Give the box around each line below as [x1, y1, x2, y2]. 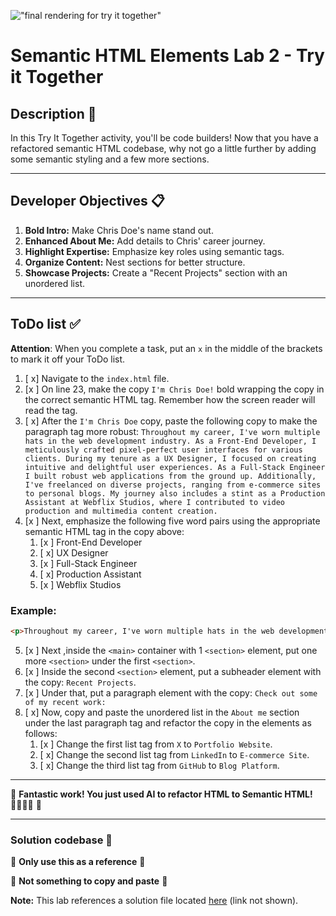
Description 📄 [10, 105, 97, 122]
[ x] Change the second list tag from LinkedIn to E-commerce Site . [39, 748, 310, 760]
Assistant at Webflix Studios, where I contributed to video [24, 497, 286, 507]
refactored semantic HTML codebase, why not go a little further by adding [10, 143, 317, 154]
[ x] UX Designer [39, 546, 109, 559]
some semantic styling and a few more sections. [10, 153, 210, 165]
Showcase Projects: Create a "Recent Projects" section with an [24, 266, 288, 279]
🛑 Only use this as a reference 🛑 [10, 856, 146, 868]
